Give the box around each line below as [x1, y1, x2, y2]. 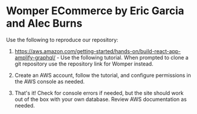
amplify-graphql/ [14, 54, 56, 61]
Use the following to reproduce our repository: [6, 36, 119, 43]
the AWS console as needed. [14, 78, 85, 85]
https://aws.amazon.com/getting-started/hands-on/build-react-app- [14, 47, 181, 54]
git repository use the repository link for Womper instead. [14, 60, 154, 67]
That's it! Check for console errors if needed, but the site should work [14, 89, 184, 96]
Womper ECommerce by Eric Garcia [6, 4, 185, 18]
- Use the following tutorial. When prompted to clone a [56, 54, 189, 61]
